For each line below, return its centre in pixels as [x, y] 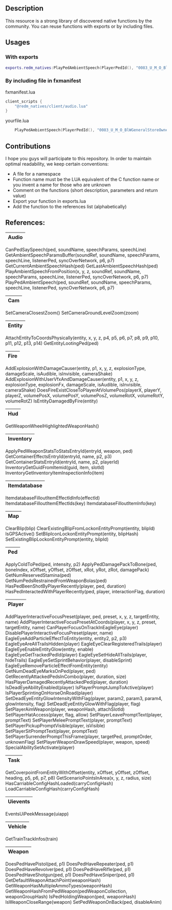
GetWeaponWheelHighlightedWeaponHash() [52, 426]
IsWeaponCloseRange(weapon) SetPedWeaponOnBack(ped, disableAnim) [84, 902]
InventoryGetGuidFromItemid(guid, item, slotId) [55, 467]
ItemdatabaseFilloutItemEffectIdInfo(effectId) [53, 498]
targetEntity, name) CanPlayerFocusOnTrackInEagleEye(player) [72, 627]
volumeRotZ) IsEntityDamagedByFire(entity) [52, 401]
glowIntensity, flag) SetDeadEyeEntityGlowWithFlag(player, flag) [73, 704]
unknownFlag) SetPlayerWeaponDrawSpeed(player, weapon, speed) [78, 742]
